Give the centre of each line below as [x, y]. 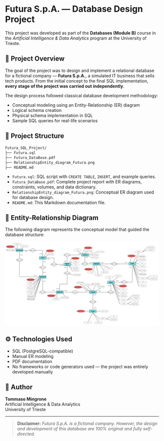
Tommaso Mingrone [26, 399]
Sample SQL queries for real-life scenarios [55, 120]
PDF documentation [32, 361]
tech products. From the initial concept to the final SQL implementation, [77, 81]
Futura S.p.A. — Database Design [74, 9]
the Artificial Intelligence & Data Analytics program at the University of [76, 38]
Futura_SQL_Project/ [26, 148]
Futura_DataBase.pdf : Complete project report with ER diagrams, [77, 181]
